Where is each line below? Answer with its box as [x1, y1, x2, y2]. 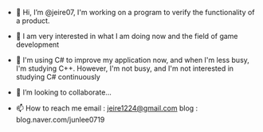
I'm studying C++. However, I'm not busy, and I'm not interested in [15, 64, 234, 73]
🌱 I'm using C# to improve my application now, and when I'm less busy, [15, 56, 249, 64]
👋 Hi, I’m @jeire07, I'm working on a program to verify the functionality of [15, 8, 255, 17]
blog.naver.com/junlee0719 [15, 115, 105, 124]
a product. [15, 16, 50, 25]
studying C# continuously [15, 72, 101, 81]
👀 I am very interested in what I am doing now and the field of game [15, 32, 238, 41]
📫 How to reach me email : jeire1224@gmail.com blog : [15, 103, 198, 113]
